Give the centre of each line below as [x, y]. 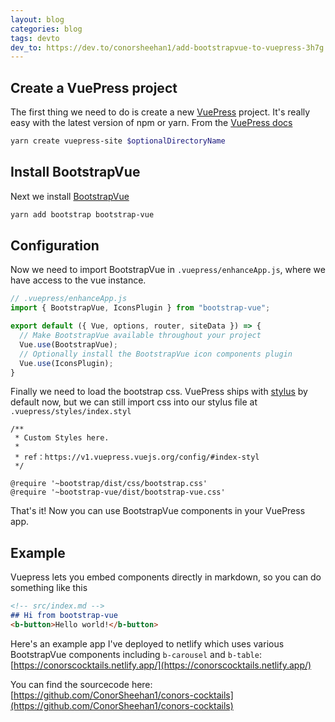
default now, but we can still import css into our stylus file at [134, 402]
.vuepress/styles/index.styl [71, 412]
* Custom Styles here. [62, 438]
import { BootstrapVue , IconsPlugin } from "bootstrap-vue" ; [140, 308]
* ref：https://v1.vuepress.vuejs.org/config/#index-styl [137, 457]
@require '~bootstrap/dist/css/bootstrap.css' [109, 484]
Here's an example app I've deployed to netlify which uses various [147, 643]
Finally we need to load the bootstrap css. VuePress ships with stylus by [159, 392]
